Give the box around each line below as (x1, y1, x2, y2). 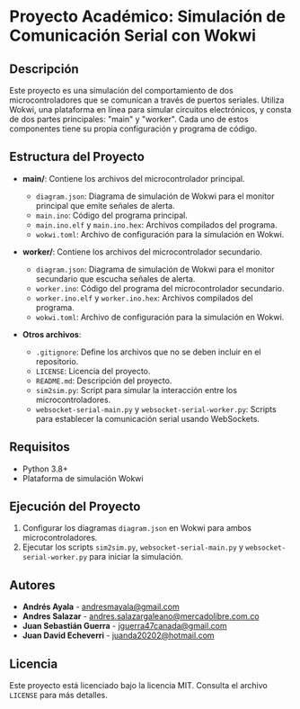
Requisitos (9, 439, 70, 455)
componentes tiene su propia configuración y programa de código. (9, 123, 258, 134)
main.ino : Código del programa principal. (35, 210, 189, 220)
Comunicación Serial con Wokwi (9, 25, 256, 46)
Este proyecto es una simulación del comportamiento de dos (9, 85, 234, 95)
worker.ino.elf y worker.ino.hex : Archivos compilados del (35, 292, 253, 303)
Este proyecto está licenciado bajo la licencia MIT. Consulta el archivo (9, 680, 268, 691)
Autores (9, 578, 56, 593)
